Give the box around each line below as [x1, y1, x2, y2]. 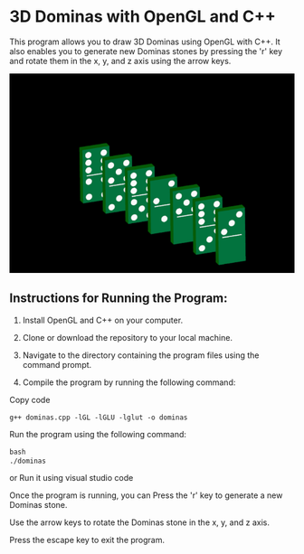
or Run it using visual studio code [9, 472, 134, 483]
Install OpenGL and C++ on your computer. [22, 315, 184, 325]
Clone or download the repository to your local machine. [22, 332, 233, 343]
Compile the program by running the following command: [22, 377, 236, 388]
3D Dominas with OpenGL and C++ [9, 6, 276, 27]
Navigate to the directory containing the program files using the [22, 350, 260, 361]
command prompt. [22, 359, 92, 370]
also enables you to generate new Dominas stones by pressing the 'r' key [9, 45, 283, 56]
